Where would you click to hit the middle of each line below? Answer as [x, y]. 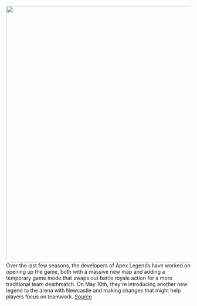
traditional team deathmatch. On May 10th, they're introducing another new [97, 284]
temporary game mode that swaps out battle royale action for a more [89, 278]
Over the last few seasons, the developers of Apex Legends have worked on [98, 266]
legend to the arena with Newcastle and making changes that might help [94, 290]
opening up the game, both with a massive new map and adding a [86, 272]
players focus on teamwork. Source [49, 297]
